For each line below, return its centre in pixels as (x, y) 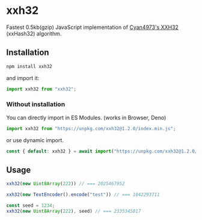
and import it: (23, 78)
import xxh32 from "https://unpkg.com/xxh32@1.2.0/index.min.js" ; (91, 128)
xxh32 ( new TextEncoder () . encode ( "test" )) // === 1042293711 (83, 195)
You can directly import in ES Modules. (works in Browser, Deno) (86, 118)
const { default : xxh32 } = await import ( (60, 151)
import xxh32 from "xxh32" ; (41, 89)
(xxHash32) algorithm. (34, 33)
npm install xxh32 (29, 66)
